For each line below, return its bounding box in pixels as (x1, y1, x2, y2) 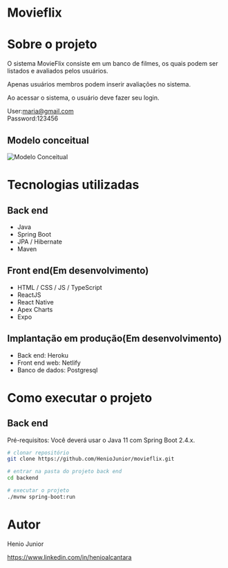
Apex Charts (17, 305, 53, 313)
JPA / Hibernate (17, 237, 63, 246)
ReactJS (17, 291, 41, 299)
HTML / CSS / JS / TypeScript (17, 283, 102, 291)
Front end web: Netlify (17, 358, 81, 367)
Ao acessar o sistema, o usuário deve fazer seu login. (7, 93, 160, 102)
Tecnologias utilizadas (7, 177, 140, 193)
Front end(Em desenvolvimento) (7, 265, 149, 277)
